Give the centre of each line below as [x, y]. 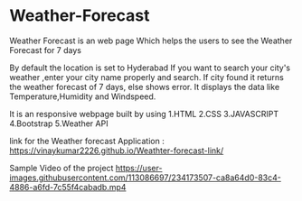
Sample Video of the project [61, 168]
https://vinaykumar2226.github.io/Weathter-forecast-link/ [117, 151]
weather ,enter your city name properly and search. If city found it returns [147, 77]
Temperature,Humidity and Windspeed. [83, 96]
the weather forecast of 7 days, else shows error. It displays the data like [145, 87]
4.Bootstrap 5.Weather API [59, 123]
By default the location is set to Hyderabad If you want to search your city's [150, 68]
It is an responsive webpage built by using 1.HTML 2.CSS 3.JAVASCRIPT [144, 114]
